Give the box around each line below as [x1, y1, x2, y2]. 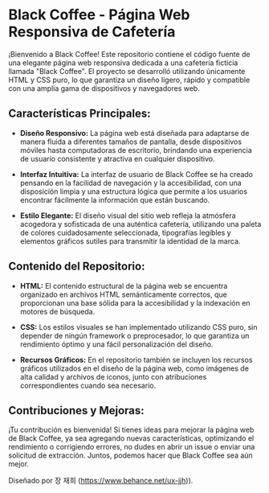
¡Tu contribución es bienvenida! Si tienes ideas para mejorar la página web [8, 425, 255, 435]
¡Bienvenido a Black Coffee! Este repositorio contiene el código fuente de [8, 49, 251, 59]
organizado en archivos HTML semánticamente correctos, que [19, 290, 227, 299]
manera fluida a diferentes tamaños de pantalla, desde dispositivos [19, 137, 243, 146]
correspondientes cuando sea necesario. [19, 380, 157, 390]
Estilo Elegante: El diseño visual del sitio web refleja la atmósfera [19, 211, 236, 220]
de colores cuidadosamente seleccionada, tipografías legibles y [19, 228, 231, 237]
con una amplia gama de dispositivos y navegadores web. [8, 83, 201, 93]
